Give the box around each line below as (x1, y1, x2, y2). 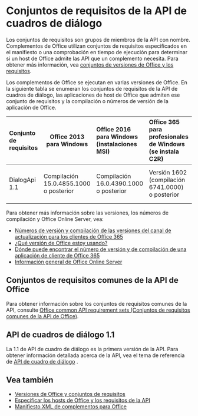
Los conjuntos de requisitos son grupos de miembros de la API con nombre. (6, 36, 190, 43)
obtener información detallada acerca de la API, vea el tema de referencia (6, 352, 185, 359)
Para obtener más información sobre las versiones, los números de (6, 209, 169, 216)
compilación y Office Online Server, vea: (6, 215, 104, 222)
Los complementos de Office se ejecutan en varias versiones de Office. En (6, 78, 187, 86)
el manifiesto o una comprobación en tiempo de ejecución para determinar (6, 48, 187, 55)
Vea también (6, 375, 54, 385)
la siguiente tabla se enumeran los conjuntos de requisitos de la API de (6, 85, 178, 92)
